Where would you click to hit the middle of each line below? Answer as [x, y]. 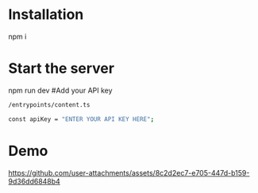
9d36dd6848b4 [35, 181]
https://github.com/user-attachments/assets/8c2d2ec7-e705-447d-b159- [129, 172]
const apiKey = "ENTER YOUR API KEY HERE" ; [81, 119]
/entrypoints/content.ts [49, 104]
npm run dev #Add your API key [60, 90]
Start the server [62, 68]
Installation [46, 15]
